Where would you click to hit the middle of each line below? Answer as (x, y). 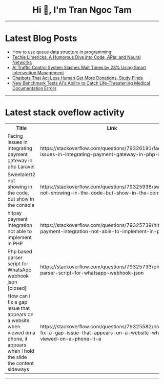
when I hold (21, 351)
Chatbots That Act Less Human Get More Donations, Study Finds (77, 78)
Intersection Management (38, 72)
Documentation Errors (34, 88)
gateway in (20, 160)
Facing (15, 136)
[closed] (17, 288)
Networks (22, 62)
